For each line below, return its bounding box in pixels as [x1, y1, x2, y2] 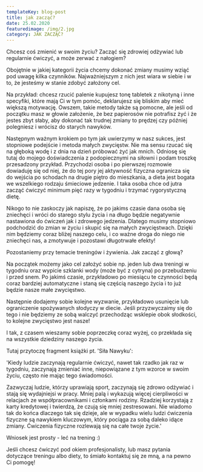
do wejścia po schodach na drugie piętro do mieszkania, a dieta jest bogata [6, 174, 195, 181]
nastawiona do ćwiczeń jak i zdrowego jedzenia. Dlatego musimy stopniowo [6, 218, 196, 225]
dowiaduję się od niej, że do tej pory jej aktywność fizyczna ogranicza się [6, 167, 190, 175]
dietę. [6, 193, 21, 200]
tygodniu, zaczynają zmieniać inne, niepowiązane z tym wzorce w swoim [6, 365, 189, 373]
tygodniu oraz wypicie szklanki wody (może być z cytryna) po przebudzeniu [6, 267, 197, 274]
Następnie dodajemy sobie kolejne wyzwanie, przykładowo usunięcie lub [6, 298, 189, 305]
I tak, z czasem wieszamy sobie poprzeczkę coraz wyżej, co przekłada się [6, 329, 192, 337]
